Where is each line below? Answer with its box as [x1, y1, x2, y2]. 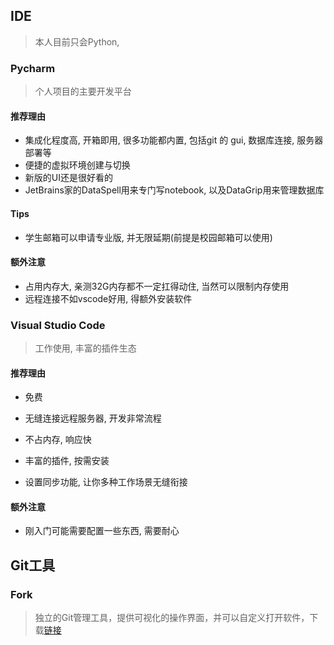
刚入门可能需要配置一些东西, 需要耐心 [24, 525, 180, 537]
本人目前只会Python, [34, 35, 120, 48]
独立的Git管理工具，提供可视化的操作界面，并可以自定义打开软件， [34, 612, 310, 624]
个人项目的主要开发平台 [34, 85, 132, 98]
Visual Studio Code [10, 318, 106, 332]
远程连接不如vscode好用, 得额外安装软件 [24, 292, 193, 304]
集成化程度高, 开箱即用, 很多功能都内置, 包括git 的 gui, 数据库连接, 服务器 [24, 134, 324, 146]
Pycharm [10, 61, 56, 75]
